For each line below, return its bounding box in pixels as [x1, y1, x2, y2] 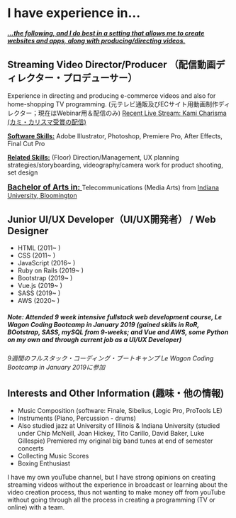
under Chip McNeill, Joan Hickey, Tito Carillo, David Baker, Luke [17, 429, 205, 438]
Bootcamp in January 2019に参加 [7, 363, 106, 372]
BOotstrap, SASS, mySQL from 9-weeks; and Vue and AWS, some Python [7, 328, 229, 336]
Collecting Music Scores [17, 452, 89, 461]
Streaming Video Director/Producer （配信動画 [7, 59, 216, 71]
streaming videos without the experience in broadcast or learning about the [7, 480, 228, 489]
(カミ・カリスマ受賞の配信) [7, 117, 86, 126]
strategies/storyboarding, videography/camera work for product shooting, [7, 160, 223, 169]
